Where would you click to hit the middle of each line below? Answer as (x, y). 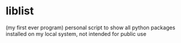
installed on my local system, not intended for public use (76, 33)
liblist (20, 11)
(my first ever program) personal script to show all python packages (90, 27)
